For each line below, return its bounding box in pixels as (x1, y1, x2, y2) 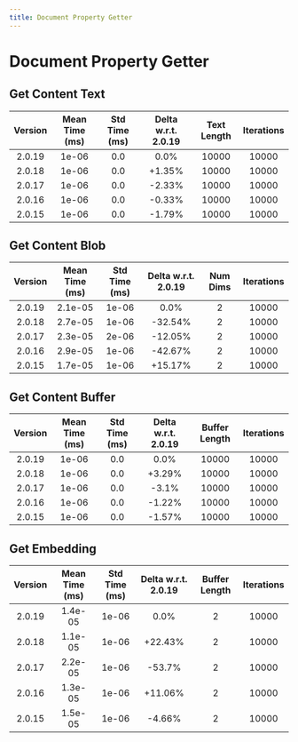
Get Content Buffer (9, 389, 116, 404)
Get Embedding (9, 541, 98, 556)
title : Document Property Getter (9, 12, 133, 22)
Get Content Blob (9, 238, 106, 253)
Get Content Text (9, 86, 106, 102)
